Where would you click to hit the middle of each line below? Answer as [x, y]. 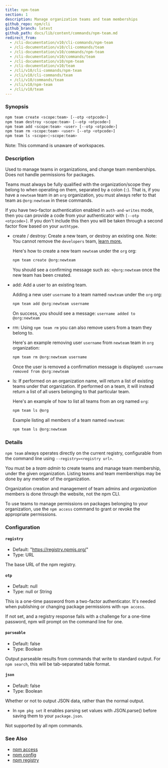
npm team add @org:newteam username [51, 304]
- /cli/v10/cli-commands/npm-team [46, 71]
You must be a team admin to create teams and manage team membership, [83, 468]
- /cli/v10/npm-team [31, 84]
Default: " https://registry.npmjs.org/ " [50, 550]
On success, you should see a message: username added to [74, 313]
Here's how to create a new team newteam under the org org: [74, 251]
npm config [24, 755]
